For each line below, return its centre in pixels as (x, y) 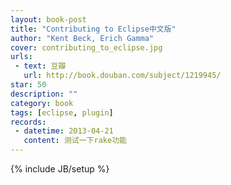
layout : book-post (48, 19)
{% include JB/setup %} (60, 169)
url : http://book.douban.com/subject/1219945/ (122, 76)
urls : (21, 57)
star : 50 (28, 85)
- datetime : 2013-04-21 (64, 131)
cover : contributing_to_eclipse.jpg (86, 47)
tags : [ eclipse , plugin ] (62, 112)
